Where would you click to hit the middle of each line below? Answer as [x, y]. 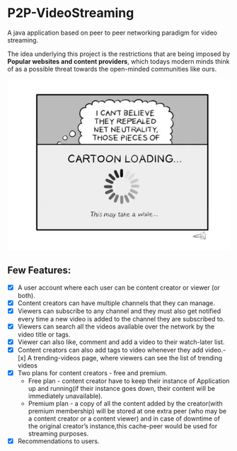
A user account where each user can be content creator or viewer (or [119, 287]
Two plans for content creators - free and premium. [92, 372]
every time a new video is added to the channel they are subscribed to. [121, 319]
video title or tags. [44, 334]
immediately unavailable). [65, 396]
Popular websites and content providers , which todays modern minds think [118, 61]
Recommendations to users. [58, 441]
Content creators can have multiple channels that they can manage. [116, 303]
